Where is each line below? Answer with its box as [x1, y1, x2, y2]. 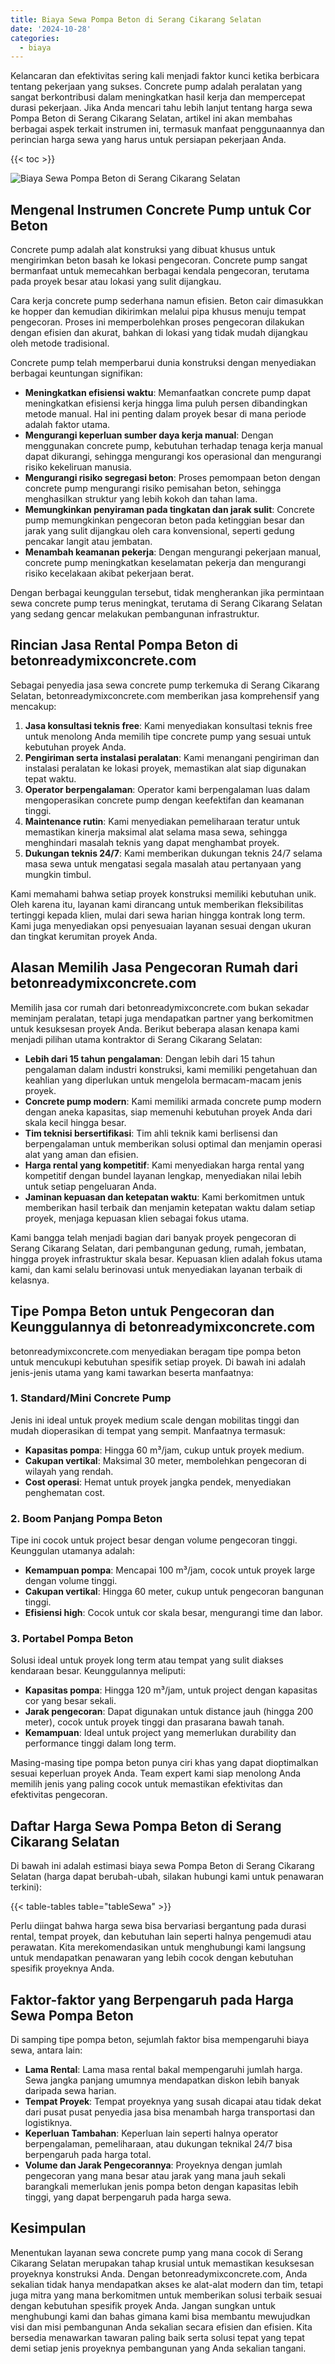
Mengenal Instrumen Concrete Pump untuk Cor [10, 201, 312, 218]
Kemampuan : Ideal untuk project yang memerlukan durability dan [24, 1727, 297, 1739]
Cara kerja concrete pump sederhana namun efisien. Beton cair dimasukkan [10, 295, 324, 307]
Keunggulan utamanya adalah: [10, 1545, 135, 1557]
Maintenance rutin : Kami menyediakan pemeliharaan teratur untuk [24, 815, 301, 827]
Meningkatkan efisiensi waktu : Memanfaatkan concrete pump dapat [24, 387, 312, 399]
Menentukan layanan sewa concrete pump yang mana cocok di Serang [10, 2246, 303, 2258]
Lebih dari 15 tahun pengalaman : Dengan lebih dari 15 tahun [24, 1052, 276, 1065]
